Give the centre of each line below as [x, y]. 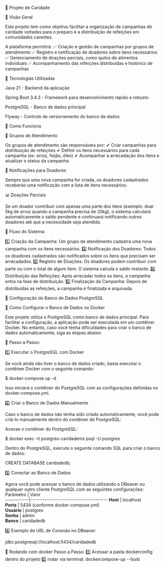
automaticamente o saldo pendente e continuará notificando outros [73, 217]
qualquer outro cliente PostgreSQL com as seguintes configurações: [75, 489]
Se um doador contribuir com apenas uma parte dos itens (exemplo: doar [80, 206]
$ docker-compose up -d [31, 378]
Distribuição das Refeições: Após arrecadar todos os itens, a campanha [78, 276]
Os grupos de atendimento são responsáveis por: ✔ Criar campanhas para [81, 145]
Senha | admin [20, 515]
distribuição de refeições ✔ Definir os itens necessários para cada [72, 150]
